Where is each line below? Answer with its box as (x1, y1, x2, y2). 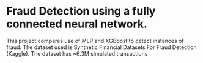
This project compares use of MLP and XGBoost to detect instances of (6, 37, 185, 44)
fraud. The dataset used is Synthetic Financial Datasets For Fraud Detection (6, 44, 197, 51)
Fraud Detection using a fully (6, 4, 156, 18)
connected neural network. (6, 17, 148, 31)
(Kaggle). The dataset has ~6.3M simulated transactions (6, 50, 148, 57)
